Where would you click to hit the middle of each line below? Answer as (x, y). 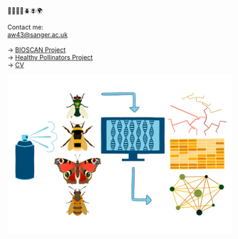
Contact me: (26, 27)
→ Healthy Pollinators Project (50, 57)
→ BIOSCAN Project (37, 50)
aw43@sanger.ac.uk (38, 34)
